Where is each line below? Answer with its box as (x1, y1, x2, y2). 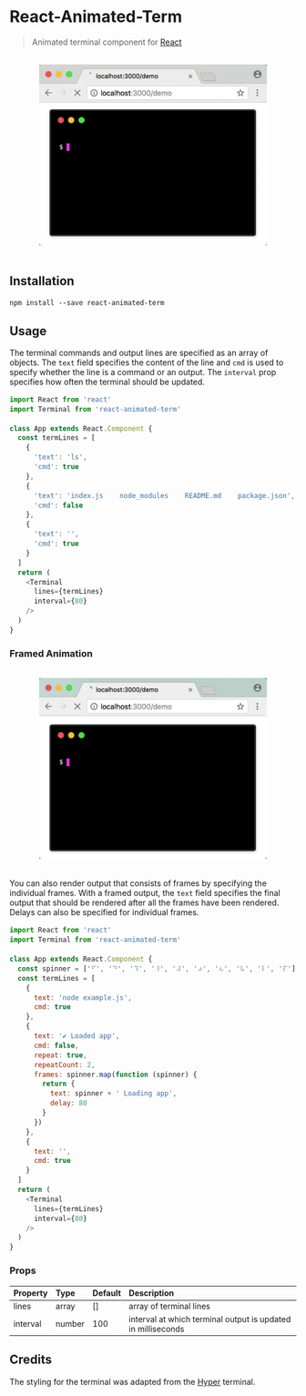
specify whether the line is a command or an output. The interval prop (9, 366, 277, 377)
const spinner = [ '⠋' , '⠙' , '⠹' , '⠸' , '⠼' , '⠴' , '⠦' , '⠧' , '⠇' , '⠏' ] (17, 963, 296, 973)
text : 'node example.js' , (33, 993, 132, 1003)
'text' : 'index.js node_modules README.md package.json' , (33, 491, 296, 500)
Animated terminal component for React (31, 36, 182, 47)
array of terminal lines (128, 1300, 211, 1312)
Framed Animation (9, 647, 93, 659)
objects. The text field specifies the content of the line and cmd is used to (9, 357, 284, 368)
